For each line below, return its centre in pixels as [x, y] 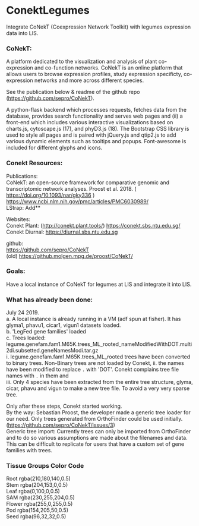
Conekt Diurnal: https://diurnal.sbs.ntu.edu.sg [62, 232]
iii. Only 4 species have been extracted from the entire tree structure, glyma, [99, 382]
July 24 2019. [23, 313]
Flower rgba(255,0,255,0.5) [40, 504]
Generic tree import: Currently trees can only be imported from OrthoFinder [99, 431]
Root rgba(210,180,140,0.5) [39, 478]
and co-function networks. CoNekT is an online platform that [109, 68]
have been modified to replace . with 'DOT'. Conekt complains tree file [93, 370]
